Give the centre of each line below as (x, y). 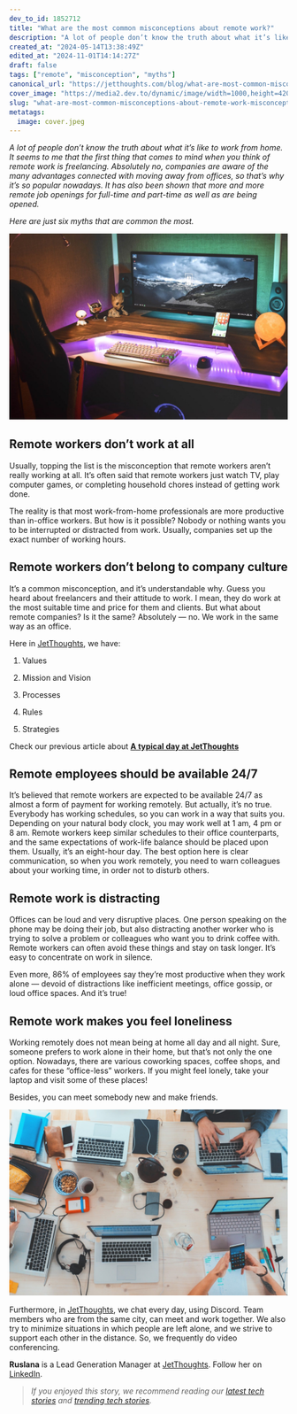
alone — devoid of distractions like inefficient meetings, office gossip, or (141, 984)
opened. (24, 205)
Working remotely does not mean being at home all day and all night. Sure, (145, 1042)
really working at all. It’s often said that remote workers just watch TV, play (145, 475)
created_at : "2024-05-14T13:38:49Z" (76, 47)
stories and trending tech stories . (91, 1400)
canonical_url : (37, 84)
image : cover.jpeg (51, 121)
